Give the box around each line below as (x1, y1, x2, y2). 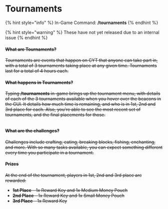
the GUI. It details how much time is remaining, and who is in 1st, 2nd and (5, 101, 156, 107)
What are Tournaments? (5, 46, 56, 52)
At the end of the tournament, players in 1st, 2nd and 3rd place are (5, 172, 142, 178)
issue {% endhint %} (5, 35, 48, 41)
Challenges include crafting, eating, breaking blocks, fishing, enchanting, (5, 139, 156, 145)
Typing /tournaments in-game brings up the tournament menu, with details (5, 91, 160, 97)
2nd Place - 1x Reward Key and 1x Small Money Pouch (12, 192, 125, 198)
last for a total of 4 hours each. (5, 68, 69, 74)
